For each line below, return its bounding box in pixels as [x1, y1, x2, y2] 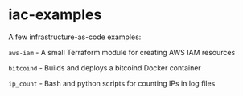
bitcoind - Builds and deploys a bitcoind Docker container [8, 62, 201, 73]
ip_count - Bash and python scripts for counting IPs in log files [8, 78, 216, 88]
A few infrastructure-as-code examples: [8, 32, 142, 42]
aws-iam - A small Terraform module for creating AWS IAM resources [8, 47, 236, 57]
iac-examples [8, 6, 102, 24]
